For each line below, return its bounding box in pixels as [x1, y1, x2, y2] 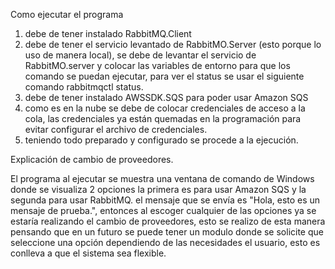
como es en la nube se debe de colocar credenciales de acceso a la [24, 102, 306, 114]
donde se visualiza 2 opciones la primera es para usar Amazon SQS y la [10, 184, 307, 195]
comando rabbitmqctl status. [24, 81, 144, 93]
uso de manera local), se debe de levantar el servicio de [24, 49, 257, 61]
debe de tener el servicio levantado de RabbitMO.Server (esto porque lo [24, 39, 322, 50]
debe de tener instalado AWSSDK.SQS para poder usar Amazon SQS [24, 92, 309, 103]
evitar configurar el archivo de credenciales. [24, 124, 208, 135]
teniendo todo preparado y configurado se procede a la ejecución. [24, 134, 299, 146]
